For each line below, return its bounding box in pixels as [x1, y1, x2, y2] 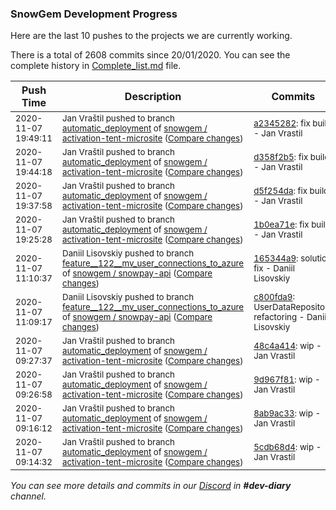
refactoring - [253, 312, 305, 323]
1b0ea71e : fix [253, 219, 310, 231]
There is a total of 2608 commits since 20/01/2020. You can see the [10, 49, 291, 61]
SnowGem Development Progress [10, 7, 178, 21]
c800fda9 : [253, 292, 296, 303]
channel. [10, 490, 47, 502]
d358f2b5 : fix [253, 152, 309, 163]
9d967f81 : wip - [253, 374, 321, 386]
